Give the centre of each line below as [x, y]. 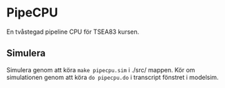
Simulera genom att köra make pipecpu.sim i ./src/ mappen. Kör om [101, 69]
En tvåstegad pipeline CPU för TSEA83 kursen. [73, 32]
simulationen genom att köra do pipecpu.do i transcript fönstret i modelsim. [112, 77]
